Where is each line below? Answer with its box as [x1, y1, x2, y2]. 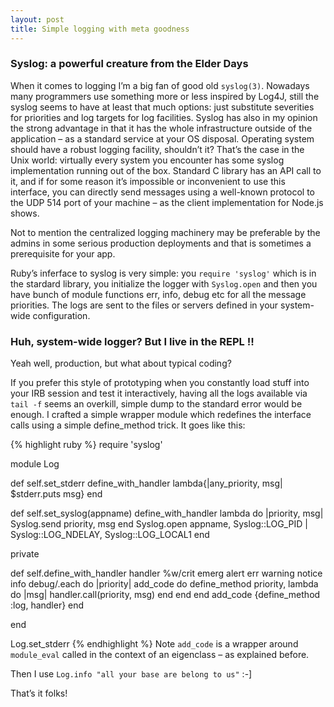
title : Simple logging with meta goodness [10, 24, 190, 34]
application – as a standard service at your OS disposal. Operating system [10, 132, 315, 145]
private [10, 548, 40, 560]
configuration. [32, 309, 91, 321]
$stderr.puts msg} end [10, 488, 103, 500]
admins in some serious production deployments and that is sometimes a [10, 237, 312, 249]
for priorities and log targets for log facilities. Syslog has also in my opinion [10, 111, 318, 123]
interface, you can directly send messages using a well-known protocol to [10, 186, 316, 198]
